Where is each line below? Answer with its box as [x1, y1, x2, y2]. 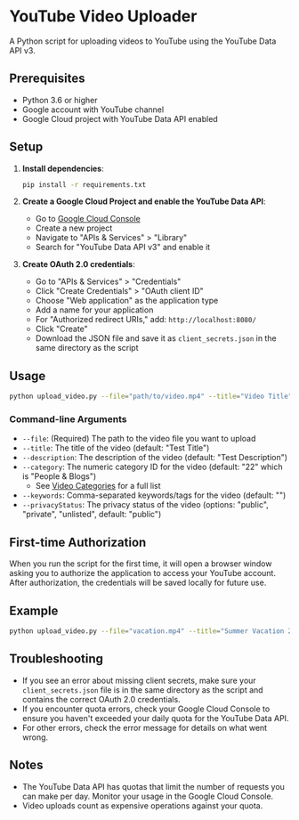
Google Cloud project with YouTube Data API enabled [21, 113, 218, 124]
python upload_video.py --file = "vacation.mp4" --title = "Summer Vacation [9, 627, 285, 636]
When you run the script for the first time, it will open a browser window [9, 558, 272, 569]
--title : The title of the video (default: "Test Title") [21, 442, 210, 453]
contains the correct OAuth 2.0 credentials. [21, 694, 181, 704]
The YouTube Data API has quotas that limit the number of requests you [21, 781, 285, 792]
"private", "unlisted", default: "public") [21, 509, 162, 520]
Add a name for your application [35, 304, 154, 315]
